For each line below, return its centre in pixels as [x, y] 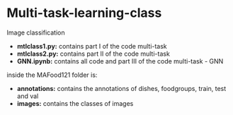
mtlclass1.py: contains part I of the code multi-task [92, 46]
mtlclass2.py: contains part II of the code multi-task [93, 54]
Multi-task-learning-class [84, 13]
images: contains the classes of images [75, 103]
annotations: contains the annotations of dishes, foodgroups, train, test [121, 88]
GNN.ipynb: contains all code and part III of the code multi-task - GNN [120, 61]
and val [28, 96]
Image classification [36, 32]
